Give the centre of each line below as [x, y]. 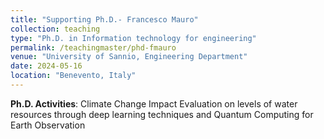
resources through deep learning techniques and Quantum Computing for [162, 114]
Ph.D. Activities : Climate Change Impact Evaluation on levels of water [154, 103]
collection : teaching [55, 29]
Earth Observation [48, 125]
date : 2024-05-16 [46, 66]
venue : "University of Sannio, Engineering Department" [129, 57]
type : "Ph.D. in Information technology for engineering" [133, 38]
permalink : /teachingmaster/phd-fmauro [93, 47]
